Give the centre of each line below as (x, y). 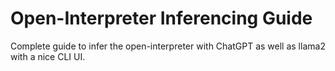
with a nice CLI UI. (48, 56)
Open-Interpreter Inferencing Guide (161, 18)
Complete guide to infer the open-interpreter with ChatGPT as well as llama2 (168, 46)
